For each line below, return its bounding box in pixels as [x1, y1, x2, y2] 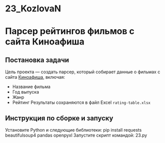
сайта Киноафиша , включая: [5, 74, 65, 80]
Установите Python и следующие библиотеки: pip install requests [5, 127, 142, 133]
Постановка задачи [5, 55, 69, 64]
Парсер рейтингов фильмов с [5, 26, 135, 37]
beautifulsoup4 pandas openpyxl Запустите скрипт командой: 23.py [5, 132, 147, 138]
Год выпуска [12, 89, 40, 95]
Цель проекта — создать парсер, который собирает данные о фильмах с [5, 69, 161, 75]
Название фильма [12, 84, 51, 90]
